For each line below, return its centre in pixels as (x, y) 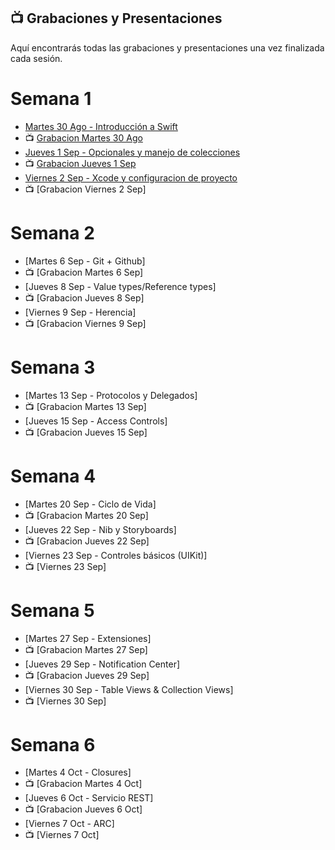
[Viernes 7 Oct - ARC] (69, 824)
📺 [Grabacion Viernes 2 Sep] (85, 189)
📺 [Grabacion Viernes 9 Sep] (85, 323)
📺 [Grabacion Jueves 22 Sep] (87, 541)
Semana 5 (52, 610)
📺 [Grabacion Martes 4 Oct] (83, 784)
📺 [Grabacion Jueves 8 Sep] (84, 297)
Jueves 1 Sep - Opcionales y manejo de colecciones (132, 152)
